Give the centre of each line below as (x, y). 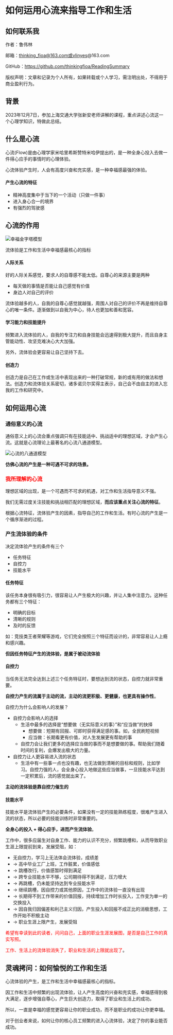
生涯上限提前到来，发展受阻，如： (41, 847)
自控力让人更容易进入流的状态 (44, 756)
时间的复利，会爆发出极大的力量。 (57, 750)
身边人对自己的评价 (33, 292)
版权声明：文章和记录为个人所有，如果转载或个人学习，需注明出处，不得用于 (86, 77)
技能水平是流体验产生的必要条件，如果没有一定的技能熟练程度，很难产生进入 (86, 812)
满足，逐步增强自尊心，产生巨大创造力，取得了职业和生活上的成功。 (82, 998)
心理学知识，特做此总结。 (37, 121)
